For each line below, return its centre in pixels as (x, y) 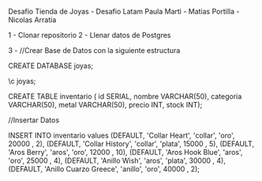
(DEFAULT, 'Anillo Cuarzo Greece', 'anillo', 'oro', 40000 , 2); (104, 169)
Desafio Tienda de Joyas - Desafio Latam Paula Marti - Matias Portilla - (124, 11)
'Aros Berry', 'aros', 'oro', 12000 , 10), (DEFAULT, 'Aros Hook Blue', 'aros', (125, 152)
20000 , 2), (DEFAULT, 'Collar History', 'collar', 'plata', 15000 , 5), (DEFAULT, (131, 144)
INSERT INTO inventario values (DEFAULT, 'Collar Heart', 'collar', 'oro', (122, 135)
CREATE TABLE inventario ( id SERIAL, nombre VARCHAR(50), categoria (125, 96)
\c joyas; (22, 81)
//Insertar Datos (34, 120)
